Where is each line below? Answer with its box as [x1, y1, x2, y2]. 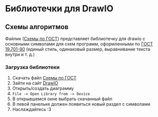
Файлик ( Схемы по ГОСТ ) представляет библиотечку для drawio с [5, 36, 146, 41]
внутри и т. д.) [5, 51, 35, 57]
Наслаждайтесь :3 [12, 107, 51, 113]
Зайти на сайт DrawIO [12, 80, 58, 86]
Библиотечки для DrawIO [5, 3, 114, 14]
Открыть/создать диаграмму [12, 85, 74, 91]
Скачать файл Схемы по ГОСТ [12, 75, 77, 81]
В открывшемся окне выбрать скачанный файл [12, 96, 113, 102]
